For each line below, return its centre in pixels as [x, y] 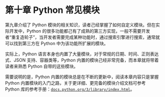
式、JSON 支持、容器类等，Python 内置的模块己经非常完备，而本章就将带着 [82, 60]
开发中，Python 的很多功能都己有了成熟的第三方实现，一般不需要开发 [80, 31]
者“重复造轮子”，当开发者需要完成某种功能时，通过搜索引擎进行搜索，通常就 [82, 37]
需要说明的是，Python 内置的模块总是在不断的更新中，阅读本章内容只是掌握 [82, 77]
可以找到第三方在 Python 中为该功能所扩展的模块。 [57, 43]
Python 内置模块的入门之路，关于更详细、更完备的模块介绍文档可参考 [76, 83]
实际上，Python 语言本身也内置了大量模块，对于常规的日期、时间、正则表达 [82, 54]
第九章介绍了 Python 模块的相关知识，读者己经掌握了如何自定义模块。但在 [81, 25]
